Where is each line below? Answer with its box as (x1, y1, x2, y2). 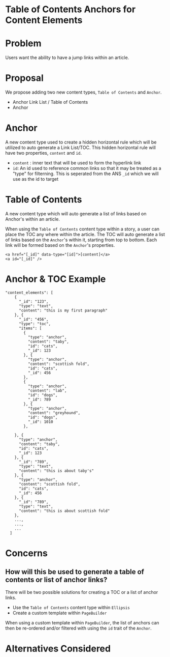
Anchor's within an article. (5, 216, 60, 222)
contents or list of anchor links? (5, 576, 108, 584)
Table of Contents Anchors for (5, 4, 136, 15)
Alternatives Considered (5, 643, 111, 654)
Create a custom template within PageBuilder (12, 610, 107, 616)
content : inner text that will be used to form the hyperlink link (12, 160, 141, 166)
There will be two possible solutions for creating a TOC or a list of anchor (5, 589, 158, 595)
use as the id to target (12, 176, 59, 182)
